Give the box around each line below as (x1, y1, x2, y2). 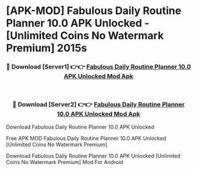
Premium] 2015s (6, 42, 87, 55)
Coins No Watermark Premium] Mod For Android (6, 158, 123, 165)
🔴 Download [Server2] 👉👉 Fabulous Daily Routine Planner (12, 101, 185, 109)
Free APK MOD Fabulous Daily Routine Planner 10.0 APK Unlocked (6, 135, 167, 142)
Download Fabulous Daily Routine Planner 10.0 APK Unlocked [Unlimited (6, 152, 181, 159)
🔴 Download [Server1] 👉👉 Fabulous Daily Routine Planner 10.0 (6, 63, 191, 71)
